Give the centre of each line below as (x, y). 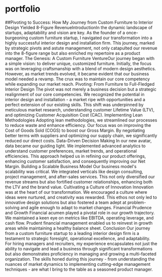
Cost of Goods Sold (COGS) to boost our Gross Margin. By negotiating (75, 130)
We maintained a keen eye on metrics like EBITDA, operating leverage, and (79, 218)
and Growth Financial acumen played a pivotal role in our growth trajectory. (80, 213)
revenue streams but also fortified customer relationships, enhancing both (79, 182)
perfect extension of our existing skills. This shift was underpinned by (74, 105)
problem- (137, 202)
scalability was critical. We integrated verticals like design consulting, (74, 171)
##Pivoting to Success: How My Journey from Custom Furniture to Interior (79, 22)
